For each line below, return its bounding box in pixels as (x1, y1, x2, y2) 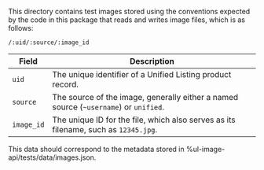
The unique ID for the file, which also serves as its (52, 114, 236, 125)
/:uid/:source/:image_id (8, 39, 90, 46)
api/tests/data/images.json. (8, 153, 97, 162)
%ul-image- (185, 145, 225, 153)
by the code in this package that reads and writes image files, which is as (8, 15, 246, 24)
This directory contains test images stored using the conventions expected (8, 7, 251, 16)
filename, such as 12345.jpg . (52, 124, 158, 135)
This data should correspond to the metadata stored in (8, 145, 185, 153)
